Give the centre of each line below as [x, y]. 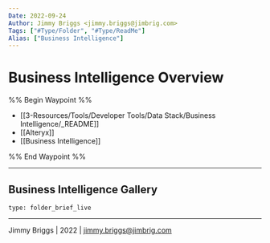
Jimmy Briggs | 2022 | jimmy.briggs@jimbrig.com [90, 230]
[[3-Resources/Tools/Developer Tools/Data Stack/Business [118, 115]
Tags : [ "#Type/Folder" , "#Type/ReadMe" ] [77, 30]
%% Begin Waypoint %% [50, 100]
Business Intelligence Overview [116, 78]
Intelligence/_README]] [59, 124]
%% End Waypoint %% [47, 156]
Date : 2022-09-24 [37, 16]
